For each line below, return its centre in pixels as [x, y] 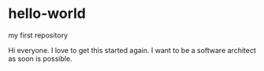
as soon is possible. [40, 59]
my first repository [38, 35]
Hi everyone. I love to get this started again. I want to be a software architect [132, 50]
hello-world [47, 14]
